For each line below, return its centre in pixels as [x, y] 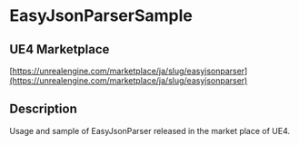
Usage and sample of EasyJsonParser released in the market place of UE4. [150, 130]
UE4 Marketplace [60, 49]
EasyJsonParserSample [101, 16]
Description [43, 109]
